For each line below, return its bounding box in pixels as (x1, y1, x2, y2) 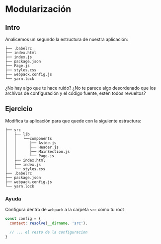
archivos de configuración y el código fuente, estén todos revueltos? (5, 90, 146, 96)
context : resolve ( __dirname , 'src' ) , (9, 221, 88, 226)
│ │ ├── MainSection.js (5, 149, 70, 154)
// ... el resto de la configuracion (9, 230, 88, 235)
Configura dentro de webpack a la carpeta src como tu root (5, 207, 124, 213)
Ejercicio (5, 105, 33, 113)
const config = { (5, 216, 41, 221)
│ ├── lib (5, 131, 30, 137)
